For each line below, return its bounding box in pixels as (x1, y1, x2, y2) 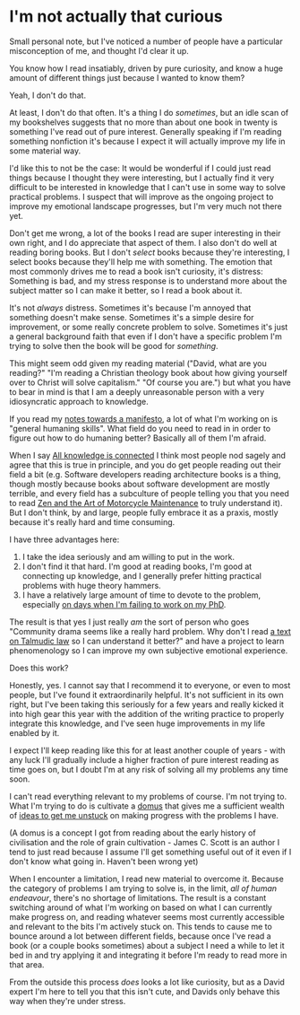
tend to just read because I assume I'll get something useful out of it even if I (9, 846, 292, 857)
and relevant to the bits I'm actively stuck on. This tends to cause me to (9, 921, 273, 932)
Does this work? (9, 662, 69, 673)
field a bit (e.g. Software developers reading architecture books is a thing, (9, 468, 281, 479)
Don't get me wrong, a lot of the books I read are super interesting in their (9, 227, 281, 239)
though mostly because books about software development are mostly (9, 478, 270, 489)
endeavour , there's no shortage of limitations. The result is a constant (9, 892, 267, 903)
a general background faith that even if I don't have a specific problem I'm (9, 330, 282, 342)
